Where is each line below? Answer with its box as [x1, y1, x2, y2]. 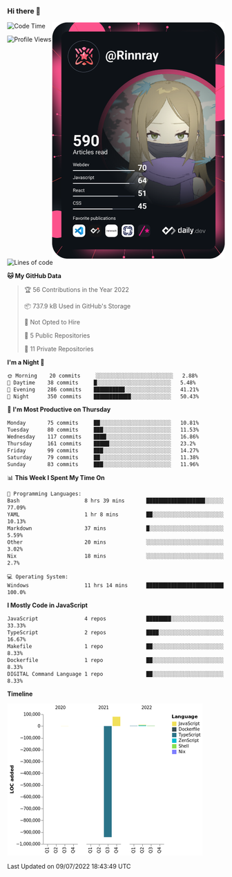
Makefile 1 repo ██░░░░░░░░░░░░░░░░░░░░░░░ [7, 643, 224, 650]
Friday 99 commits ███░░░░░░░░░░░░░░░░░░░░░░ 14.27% [7, 447, 199, 454]
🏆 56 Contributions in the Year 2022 [23, 286, 130, 294]
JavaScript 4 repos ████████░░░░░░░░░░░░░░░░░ [7, 616, 224, 622]
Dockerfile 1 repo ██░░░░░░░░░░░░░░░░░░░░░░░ [7, 657, 224, 664]
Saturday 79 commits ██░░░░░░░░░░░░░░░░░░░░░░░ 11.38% [7, 454, 199, 461]
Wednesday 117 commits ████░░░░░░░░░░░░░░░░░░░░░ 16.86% [7, 434, 199, 441]
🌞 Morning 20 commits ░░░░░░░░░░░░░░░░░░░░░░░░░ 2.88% [7, 373, 198, 380]
